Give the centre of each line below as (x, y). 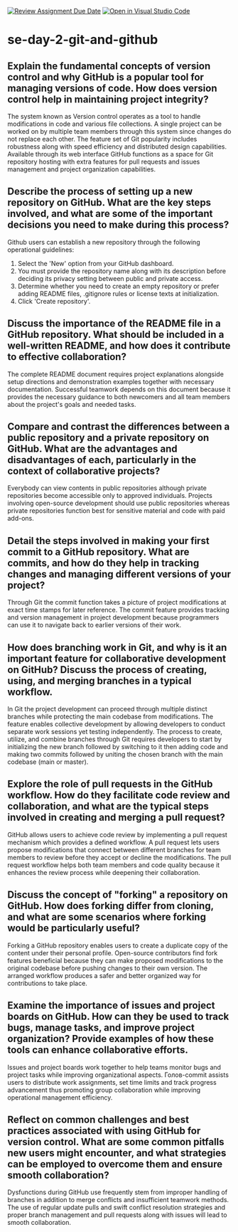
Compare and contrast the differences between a (119, 427)
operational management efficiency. (60, 1097)
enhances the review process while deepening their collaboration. (104, 872)
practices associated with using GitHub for (104, 1131)
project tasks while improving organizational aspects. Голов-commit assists (118, 1075)
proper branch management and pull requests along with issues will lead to (117, 1215)
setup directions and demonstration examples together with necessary (111, 381)
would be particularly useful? (74, 928)
